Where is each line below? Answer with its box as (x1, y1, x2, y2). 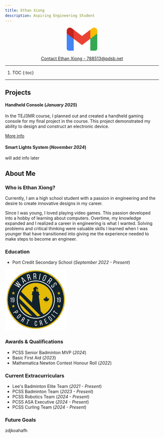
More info (5, 133, 25, 139)
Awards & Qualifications (5, 338, 63, 345)
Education (5, 248, 30, 255)
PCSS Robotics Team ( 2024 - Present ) (12, 393, 90, 400)
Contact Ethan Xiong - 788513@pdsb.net (41, 55, 123, 61)
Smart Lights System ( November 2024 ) (5, 144, 86, 150)
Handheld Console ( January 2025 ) (5, 102, 77, 108)
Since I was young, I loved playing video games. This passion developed (5, 210, 151, 216)
